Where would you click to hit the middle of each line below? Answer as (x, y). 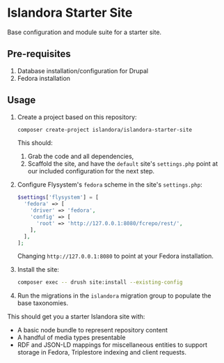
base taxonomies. (42, 303)
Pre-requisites (39, 54)
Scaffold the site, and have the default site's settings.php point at (123, 164)
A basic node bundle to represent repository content (93, 330)
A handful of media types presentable (71, 338)
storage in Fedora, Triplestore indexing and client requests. (102, 353)
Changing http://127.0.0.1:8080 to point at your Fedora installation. (115, 256)
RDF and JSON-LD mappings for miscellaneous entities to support (112, 345)
